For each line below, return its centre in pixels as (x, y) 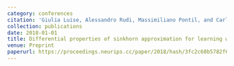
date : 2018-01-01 (32, 33)
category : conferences (40, 13)
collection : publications (45, 26)
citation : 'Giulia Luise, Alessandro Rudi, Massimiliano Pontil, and (110, 20)
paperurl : (22, 52)
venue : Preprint (31, 45)
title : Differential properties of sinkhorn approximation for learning (115, 39)
